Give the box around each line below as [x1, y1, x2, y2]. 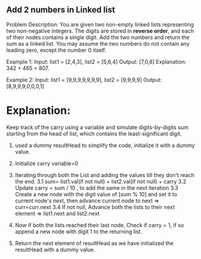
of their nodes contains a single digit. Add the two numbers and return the [6, 33, 190, 41]
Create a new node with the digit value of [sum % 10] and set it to [14, 190, 178, 198]
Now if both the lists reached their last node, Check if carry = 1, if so [14, 221, 185, 228]
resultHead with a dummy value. [14, 246, 95, 253]
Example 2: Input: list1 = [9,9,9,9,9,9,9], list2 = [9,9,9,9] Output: [6, 76, 162, 83]
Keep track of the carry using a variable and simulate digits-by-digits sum [6, 123, 188, 131]
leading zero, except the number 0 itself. [6, 46, 107, 54]
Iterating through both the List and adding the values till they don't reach [14, 171, 194, 178]
